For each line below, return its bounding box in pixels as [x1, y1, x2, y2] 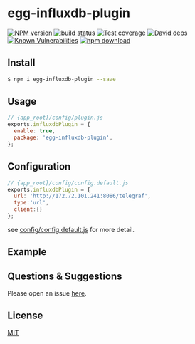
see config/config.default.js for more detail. [7, 225, 135, 234]
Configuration [7, 160, 71, 172]
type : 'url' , [14, 199, 50, 207]
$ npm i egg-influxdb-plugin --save [7, 75, 116, 83]
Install [7, 57, 36, 69]
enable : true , [14, 127, 56, 135]
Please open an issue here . [7, 289, 87, 298]
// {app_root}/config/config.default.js [7, 179, 130, 187]
